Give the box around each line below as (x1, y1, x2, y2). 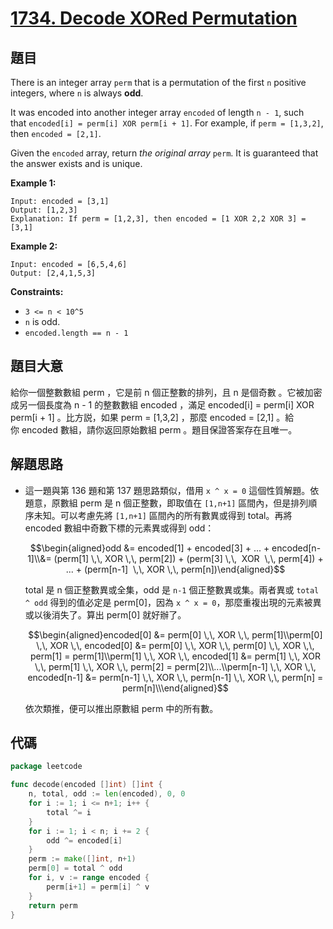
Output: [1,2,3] (10, 205, 78, 215)
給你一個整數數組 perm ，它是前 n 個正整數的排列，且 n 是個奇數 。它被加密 (10, 386, 323, 398)
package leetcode (10, 762, 83, 772)
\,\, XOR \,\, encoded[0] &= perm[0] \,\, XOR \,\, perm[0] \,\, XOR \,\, (36, 639, 315, 651)
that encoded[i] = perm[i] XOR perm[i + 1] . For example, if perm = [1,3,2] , (10, 117, 324, 129)
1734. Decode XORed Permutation (10, 7, 298, 30)
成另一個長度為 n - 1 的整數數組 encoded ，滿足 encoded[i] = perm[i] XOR (10, 398, 315, 411)
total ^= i (46, 807, 92, 817)
